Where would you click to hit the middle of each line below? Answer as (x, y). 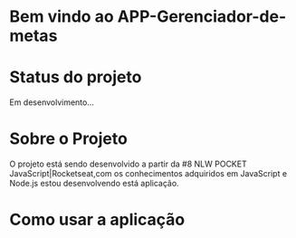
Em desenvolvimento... (52, 102)
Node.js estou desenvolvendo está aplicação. (94, 184)
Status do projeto (76, 77)
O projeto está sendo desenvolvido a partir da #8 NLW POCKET (128, 164)
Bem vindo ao (62, 17)
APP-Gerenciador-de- (202, 17)
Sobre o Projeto (69, 139)
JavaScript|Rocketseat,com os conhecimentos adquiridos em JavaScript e (148, 174)
